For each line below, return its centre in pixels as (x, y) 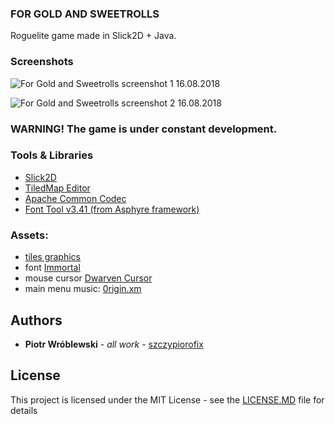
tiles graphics (52, 257)
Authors (36, 320)
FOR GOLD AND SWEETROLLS (85, 14)
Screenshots (42, 62)
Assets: (29, 235)
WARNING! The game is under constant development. (144, 129)
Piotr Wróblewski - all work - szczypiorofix (114, 344)
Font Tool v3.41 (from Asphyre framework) (112, 209)
